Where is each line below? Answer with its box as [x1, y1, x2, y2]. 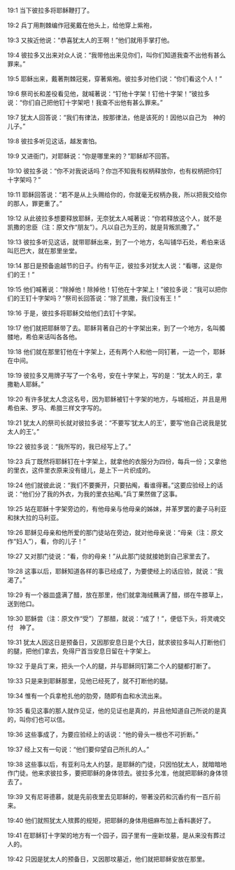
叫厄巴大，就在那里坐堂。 [7, 246, 81, 255]
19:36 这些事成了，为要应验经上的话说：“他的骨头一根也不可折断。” [7, 730, 199, 739]
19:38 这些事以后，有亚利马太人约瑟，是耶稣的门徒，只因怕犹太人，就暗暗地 [7, 760, 227, 768]
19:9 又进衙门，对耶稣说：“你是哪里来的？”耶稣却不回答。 [7, 152, 173, 160]
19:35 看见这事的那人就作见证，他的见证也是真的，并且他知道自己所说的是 [7, 706, 221, 715]
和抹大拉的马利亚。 [7, 513, 63, 522]
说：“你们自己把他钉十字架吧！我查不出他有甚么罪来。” [7, 98, 163, 107]
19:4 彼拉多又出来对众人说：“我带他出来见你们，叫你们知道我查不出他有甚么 [7, 51, 226, 59]
